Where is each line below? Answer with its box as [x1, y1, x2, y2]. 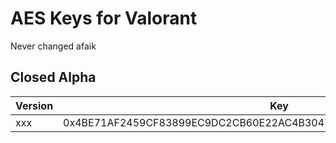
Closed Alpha [10, 69, 97, 86]
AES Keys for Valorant [10, 7, 198, 30]
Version [15, 98, 54, 112]
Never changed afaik [10, 40, 97, 52]
